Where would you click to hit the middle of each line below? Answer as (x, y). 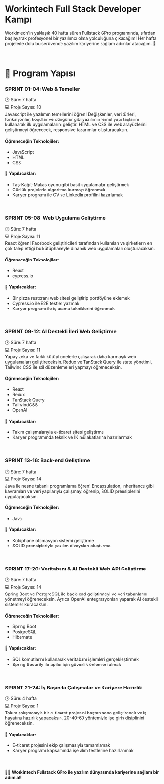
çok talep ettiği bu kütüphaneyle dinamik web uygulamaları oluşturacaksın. (80, 249)
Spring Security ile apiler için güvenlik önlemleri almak (66, 664)
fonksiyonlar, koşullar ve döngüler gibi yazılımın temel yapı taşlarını (72, 119)
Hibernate (22, 637)
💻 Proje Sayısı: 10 (23, 107)
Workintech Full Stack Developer (73, 9)
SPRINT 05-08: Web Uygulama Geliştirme (56, 218)
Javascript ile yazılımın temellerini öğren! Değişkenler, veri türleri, (71, 114)
